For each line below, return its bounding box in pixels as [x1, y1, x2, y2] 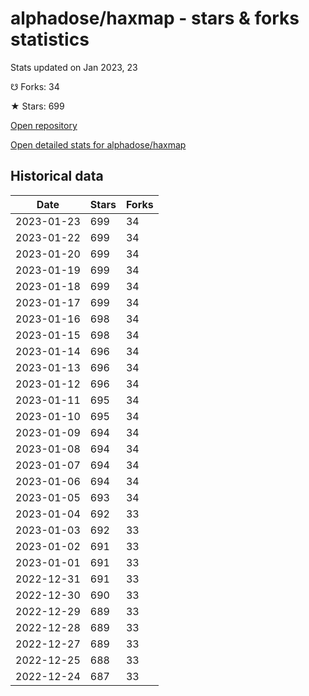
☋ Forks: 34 [10, 80, 60, 92]
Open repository [10, 119, 78, 131]
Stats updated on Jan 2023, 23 [10, 61, 138, 73]
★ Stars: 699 [10, 100, 65, 112]
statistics [10, 28, 90, 51]
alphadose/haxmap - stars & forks [10, 7, 300, 30]
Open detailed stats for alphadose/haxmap [10, 138, 187, 151]
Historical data [10, 168, 104, 185]
